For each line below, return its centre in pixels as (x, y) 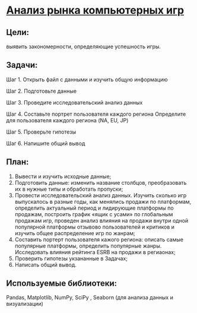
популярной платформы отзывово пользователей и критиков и (95, 227)
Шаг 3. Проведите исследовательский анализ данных (74, 102)
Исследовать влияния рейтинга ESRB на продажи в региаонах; (95, 252)
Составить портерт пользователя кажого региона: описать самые (99, 239)
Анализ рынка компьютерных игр (95, 10)
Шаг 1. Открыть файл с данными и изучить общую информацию (87, 79)
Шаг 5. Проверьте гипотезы (41, 132)
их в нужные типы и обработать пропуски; (69, 189)
